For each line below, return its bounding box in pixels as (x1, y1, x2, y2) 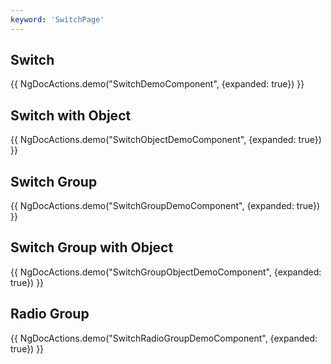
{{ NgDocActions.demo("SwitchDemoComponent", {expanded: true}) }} (10, 78, 305, 90)
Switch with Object (10, 107, 132, 124)
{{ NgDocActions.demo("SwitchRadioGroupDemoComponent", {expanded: (10, 332, 318, 344)
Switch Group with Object (10, 239, 174, 256)
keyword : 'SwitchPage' (10, 14, 105, 25)
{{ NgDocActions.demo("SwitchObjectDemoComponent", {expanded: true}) (10, 134, 322, 146)
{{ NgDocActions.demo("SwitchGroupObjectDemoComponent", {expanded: (10, 266, 322, 278)
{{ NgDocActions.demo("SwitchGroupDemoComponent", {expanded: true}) (10, 200, 321, 212)
